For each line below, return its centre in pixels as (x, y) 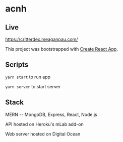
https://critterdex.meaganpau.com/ (42, 39)
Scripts (17, 65)
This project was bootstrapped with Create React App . (62, 49)
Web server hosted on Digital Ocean (43, 134)
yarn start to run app (28, 77)
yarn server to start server (33, 86)
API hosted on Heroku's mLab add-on (45, 124)
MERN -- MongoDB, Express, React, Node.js (51, 114)
